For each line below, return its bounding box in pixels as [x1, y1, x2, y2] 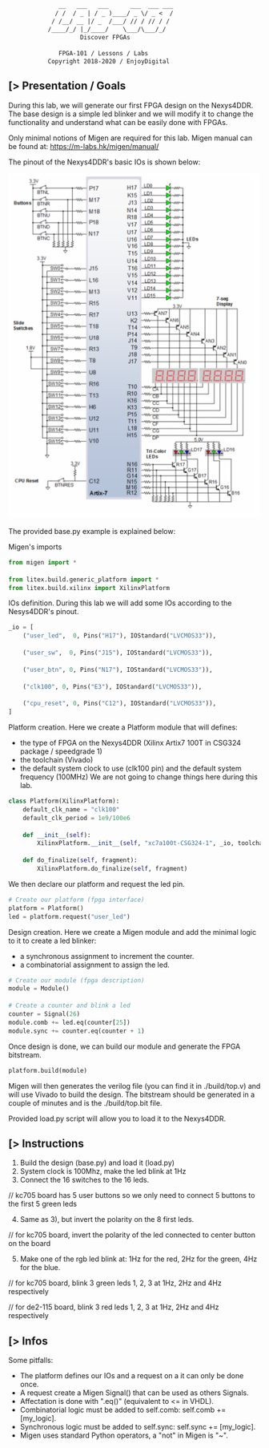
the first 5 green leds [8, 1199, 78, 1209]
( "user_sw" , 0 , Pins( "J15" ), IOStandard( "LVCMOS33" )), [22, 649, 214, 657]
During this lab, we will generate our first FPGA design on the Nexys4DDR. [8, 100, 254, 110]
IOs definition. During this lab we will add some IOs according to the [8, 598, 232, 608]
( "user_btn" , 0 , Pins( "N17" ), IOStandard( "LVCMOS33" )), [22, 665, 214, 673]
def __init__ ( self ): [22, 831, 91, 839]
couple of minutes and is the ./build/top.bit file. [8, 1098, 163, 1107]
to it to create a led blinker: [8, 936, 97, 945]
